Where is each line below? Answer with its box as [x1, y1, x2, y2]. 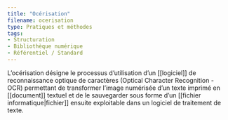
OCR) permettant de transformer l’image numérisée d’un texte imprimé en [7, 84, 221, 92]
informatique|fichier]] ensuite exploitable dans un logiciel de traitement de [7, 98, 222, 107]
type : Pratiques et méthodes [7, 23, 93, 30]
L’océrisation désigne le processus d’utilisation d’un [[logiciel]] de [7, 68, 196, 77]
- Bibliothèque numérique [7, 43, 83, 50]
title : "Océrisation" [7, 10, 71, 18]
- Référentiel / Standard [7, 50, 83, 57]
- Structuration [7, 36, 55, 44]
